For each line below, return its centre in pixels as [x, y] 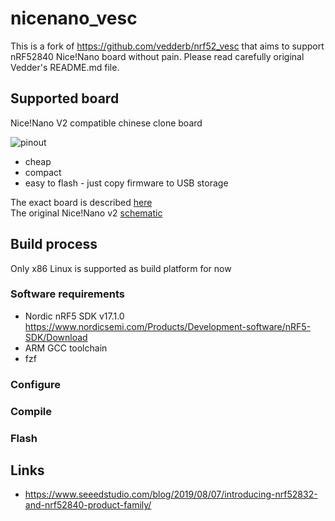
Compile [31, 411]
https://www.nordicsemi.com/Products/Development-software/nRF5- [168, 326]
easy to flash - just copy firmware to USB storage [126, 183]
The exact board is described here [81, 202]
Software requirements [68, 294]
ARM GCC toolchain [66, 348]
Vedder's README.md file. [65, 67]
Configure [35, 384]
